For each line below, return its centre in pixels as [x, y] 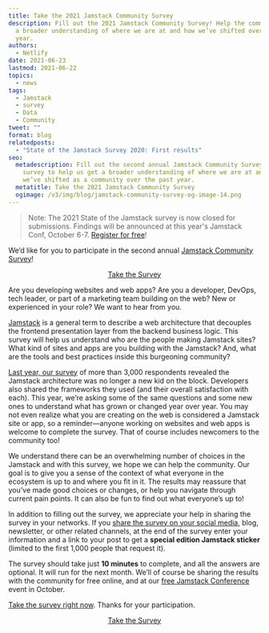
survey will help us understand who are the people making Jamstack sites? [132, 339]
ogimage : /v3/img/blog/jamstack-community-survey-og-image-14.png [128, 195]
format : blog [30, 135]
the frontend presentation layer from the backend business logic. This [123, 331]
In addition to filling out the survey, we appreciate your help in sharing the [130, 513]
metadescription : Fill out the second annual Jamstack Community [127, 165]
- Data [26, 113]
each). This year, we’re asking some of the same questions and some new [130, 397]
